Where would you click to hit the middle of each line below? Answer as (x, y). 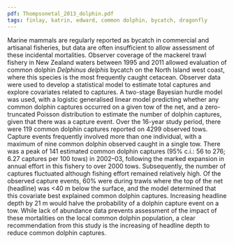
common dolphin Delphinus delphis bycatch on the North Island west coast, (116, 70)
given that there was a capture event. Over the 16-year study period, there (114, 121)
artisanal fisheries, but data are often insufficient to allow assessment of (111, 47)
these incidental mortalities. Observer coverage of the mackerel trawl (107, 55)
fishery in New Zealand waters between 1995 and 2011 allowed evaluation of (117, 62)
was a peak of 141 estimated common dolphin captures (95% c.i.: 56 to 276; (116, 151)
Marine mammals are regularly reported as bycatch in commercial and (108, 40)
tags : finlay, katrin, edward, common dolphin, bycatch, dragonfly (108, 20)
